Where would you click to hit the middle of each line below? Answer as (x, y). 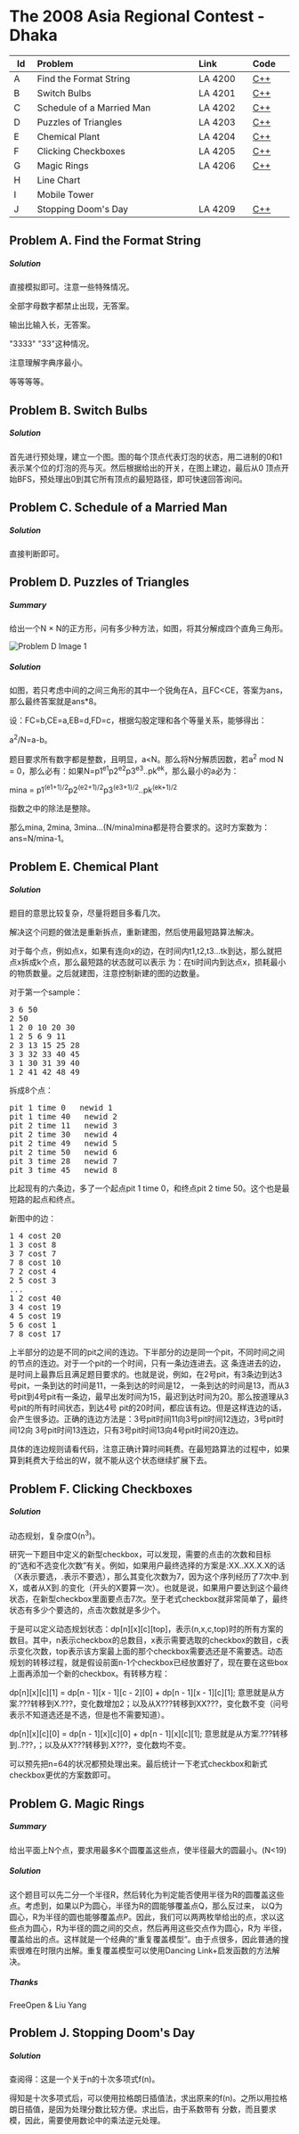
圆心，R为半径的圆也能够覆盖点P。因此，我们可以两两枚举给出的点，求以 (143, 1916)
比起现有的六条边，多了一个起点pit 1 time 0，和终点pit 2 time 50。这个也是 (145, 1188)
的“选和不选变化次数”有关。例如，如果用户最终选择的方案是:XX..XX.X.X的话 (147, 1565)
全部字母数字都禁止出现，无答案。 (72, 306)
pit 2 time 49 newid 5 (63, 1144)
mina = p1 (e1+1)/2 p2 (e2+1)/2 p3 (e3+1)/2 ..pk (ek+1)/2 (93, 789)
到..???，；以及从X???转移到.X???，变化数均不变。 (100, 1745)
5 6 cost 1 (33, 1325)
